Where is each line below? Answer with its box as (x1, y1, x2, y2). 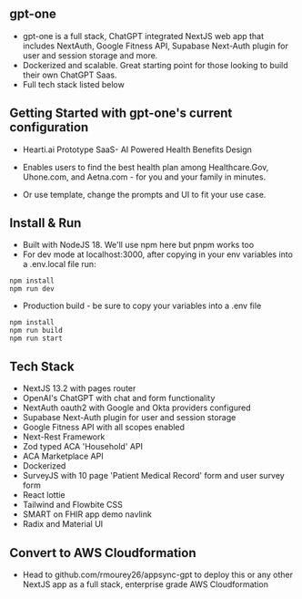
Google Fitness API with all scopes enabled (22, 422, 185, 433)
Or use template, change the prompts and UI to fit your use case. (22, 189, 267, 200)
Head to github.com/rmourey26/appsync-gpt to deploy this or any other (22, 569, 294, 581)
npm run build (9, 326, 64, 336)
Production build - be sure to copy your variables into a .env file (22, 300, 262, 312)
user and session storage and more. (22, 49, 158, 61)
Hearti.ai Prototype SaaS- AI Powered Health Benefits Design (22, 144, 253, 155)
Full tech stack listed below (22, 78, 125, 89)
